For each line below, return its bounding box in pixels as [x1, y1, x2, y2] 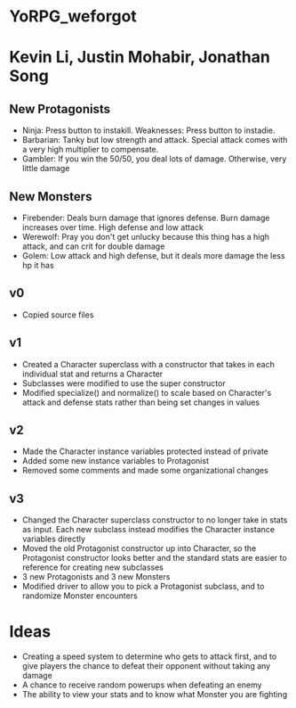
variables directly [21, 533, 86, 545]
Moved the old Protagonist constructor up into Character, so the [21, 543, 257, 554]
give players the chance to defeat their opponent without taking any [21, 661, 271, 671]
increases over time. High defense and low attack [21, 222, 204, 233]
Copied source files [21, 309, 94, 320]
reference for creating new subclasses [21, 562, 164, 572]
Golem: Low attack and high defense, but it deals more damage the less [21, 251, 286, 260]
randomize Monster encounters [21, 590, 138, 601]
